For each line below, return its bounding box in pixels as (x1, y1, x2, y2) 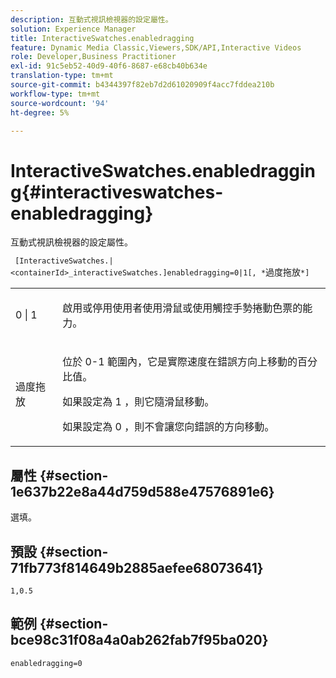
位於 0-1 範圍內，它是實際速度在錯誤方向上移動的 (62, 355, 298, 369)
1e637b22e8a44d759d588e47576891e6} (10, 483, 275, 500)
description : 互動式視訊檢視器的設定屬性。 (10, 14, 173, 25)
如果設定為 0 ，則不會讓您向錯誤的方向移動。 (62, 420, 275, 434)
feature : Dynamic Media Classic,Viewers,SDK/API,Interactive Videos (10, 42, 302, 53)
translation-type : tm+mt (10, 71, 114, 81)
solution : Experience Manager (10, 24, 137, 34)
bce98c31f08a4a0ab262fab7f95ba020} (10, 632, 269, 649)
